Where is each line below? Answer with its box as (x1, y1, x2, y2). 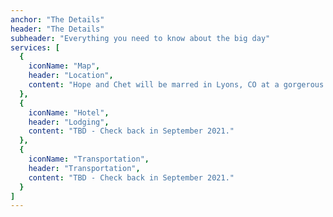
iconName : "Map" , (28, 61, 101, 71)
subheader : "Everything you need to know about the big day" (10, 33, 271, 43)
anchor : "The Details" (10, 14, 105, 25)
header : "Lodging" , (28, 117, 110, 127)
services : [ (10, 42, 60, 53)
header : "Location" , (28, 71, 114, 81)
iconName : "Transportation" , (28, 154, 150, 164)
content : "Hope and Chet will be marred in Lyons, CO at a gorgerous (28, 80, 325, 90)
